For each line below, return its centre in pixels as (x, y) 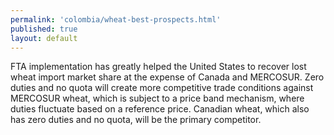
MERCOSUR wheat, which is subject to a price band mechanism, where (157, 98)
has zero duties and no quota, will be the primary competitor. (136, 120)
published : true (44, 29)
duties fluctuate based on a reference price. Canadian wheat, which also (160, 109)
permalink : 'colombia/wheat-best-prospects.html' (116, 19)
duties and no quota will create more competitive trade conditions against (162, 88)
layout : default (44, 38)
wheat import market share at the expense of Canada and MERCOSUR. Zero (167, 77)
